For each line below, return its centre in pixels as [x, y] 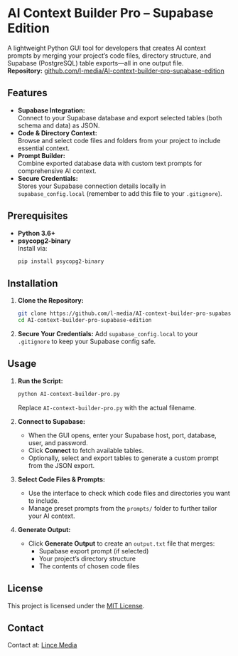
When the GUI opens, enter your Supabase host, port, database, [122, 435]
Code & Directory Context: [57, 132]
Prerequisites [38, 216]
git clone [32, 314]
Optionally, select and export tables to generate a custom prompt [123, 458]
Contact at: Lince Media [42, 645]
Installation [33, 283]
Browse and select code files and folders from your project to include [119, 140]
